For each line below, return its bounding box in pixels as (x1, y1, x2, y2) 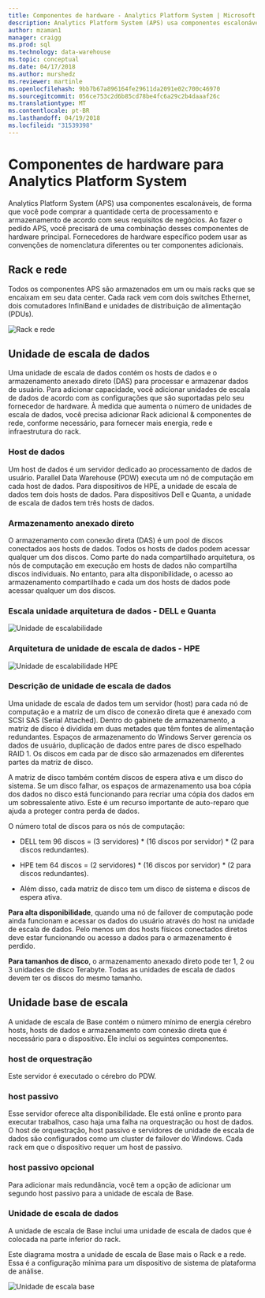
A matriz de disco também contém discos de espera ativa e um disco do (8, 772, 244, 781)
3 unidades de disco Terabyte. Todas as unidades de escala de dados (8, 964, 236, 974)
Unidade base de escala (8, 996, 129, 1009)
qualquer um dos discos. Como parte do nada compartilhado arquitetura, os (8, 552, 256, 561)
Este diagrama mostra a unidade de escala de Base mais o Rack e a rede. (8, 1249, 247, 1259)
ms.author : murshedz (8, 70, 77, 78)
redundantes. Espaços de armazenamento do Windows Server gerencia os (8, 732, 252, 741)
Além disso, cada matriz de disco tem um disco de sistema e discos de (19, 884, 251, 893)
